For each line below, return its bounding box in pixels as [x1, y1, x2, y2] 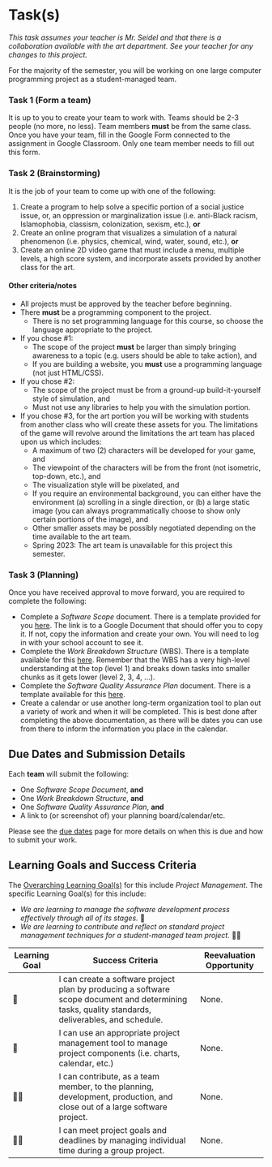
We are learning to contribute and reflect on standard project [19, 921, 225, 931]
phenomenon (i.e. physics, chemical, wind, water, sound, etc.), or [19, 236, 239, 246]
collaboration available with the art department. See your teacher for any [8, 41, 253, 50]
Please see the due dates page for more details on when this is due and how [8, 826, 264, 836]
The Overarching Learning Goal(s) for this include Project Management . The [8, 880, 263, 889]
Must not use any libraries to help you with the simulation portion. [32, 402, 251, 411]
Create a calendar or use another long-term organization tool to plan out [19, 698, 261, 708]
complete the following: [8, 596, 87, 606]
